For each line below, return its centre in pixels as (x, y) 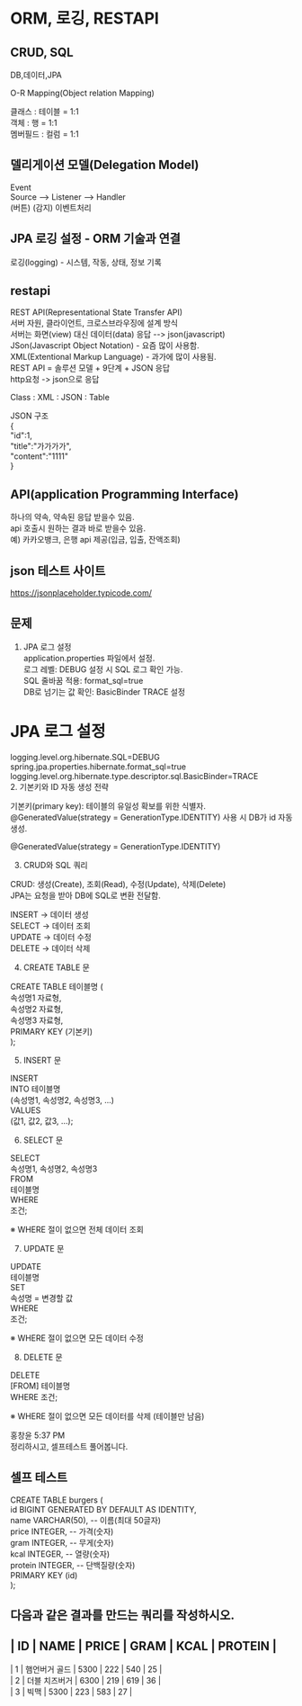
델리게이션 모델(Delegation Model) (105, 165)
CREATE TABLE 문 (57, 967)
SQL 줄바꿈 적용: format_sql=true (83, 680)
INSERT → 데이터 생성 (49, 914)
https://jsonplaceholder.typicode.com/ (81, 593)
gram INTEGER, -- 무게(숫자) (62, 1542)
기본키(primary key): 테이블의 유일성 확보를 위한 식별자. (108, 805)
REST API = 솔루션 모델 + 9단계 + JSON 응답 (90, 368)
